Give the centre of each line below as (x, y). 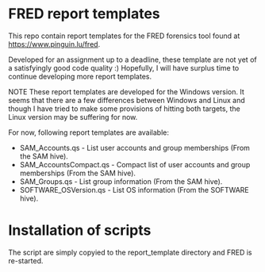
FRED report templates (84, 14)
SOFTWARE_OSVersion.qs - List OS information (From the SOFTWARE (134, 190)
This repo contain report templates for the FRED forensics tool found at (124, 36)
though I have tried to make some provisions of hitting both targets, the (124, 109)
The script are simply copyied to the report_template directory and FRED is (130, 252)
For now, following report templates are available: (88, 132)
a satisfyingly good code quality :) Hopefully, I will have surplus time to (124, 67)
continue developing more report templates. (80, 76)
